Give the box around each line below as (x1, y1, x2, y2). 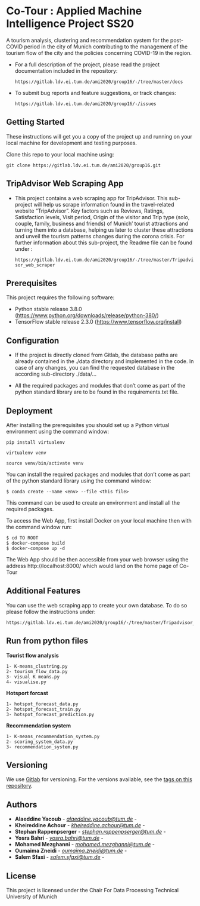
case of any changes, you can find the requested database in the (14, 364, 175, 371)
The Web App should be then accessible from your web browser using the (6, 556, 189, 563)
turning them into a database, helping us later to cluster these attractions (14, 226, 193, 234)
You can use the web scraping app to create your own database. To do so (6, 601, 187, 609)
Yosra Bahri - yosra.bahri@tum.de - (14, 834, 104, 841)
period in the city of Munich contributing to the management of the (23, 43, 188, 50)
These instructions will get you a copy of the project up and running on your (6, 133, 192, 140)
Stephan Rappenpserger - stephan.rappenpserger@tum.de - (14, 828, 167, 836)
